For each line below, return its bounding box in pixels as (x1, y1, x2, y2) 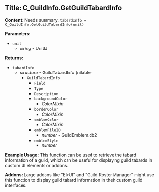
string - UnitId (19, 45, 48, 51)
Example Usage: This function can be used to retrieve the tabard (5, 152, 136, 158)
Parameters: (5, 30, 31, 36)
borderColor (34, 107, 59, 112)
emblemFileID (34, 127, 61, 133)
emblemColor (34, 117, 59, 122)
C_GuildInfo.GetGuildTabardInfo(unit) (5, 22, 84, 27)
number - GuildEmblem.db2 (41, 132, 97, 138)
